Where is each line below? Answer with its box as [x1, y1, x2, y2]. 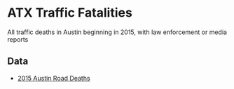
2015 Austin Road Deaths [17, 74, 90, 82]
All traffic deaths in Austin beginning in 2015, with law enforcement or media [7, 28, 228, 36]
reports [7, 35, 29, 43]
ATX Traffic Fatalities [7, 5, 133, 21]
